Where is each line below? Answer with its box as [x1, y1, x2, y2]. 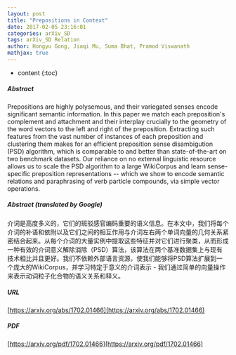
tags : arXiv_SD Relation [7, 36, 80, 43]
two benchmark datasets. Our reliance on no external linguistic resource [7, 154, 216, 163]
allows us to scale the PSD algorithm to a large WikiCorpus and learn [7, 162, 206, 170]
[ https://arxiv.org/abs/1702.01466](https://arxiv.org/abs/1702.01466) [7, 306, 205, 314]
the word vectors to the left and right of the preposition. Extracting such [7, 124, 215, 133]
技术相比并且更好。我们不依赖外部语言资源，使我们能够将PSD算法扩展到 [7, 254, 217, 262]
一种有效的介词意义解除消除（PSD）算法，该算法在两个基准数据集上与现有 [7, 245, 223, 253]
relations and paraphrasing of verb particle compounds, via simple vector [7, 177, 220, 185]
